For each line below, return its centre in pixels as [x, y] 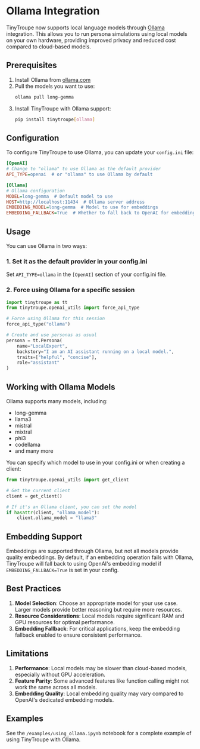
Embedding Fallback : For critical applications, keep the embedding [97, 628]
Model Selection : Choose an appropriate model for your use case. [96, 603]
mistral [23, 426]
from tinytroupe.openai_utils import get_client [68, 480]
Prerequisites [32, 65]
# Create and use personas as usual [51, 335]
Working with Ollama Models [61, 387]
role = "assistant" [38, 363]
